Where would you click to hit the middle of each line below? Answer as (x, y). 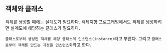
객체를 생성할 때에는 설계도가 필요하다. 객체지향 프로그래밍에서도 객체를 (75, 22)
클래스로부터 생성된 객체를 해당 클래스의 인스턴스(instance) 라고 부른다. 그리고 (78, 38)
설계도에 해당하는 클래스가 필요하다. (45, 28)
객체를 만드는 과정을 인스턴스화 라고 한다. (54, 45)
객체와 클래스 (24, 9)
